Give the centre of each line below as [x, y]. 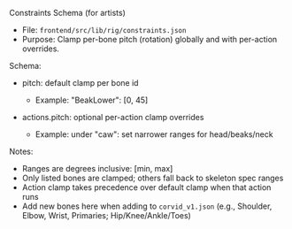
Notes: [21, 151]
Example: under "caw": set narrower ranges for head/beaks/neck [154, 134]
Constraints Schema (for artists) [68, 13]
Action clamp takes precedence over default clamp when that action [146, 187]
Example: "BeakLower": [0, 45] [92, 100]
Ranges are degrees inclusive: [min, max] [97, 168]
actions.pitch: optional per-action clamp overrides [113, 117]
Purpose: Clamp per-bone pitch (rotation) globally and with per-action [150, 39]
